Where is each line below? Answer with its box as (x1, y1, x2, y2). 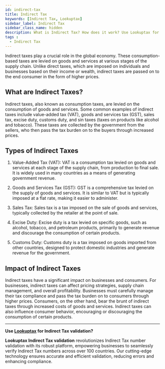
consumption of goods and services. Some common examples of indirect (5, 106, 154, 112)
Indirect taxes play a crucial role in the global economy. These (5, 53, 131, 59)
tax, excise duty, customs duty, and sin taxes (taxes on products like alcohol (5, 117, 159, 123)
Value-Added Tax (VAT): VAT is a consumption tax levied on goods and (12, 159, 156, 165)
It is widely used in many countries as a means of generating (12, 170, 136, 176)
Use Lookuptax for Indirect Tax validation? (5, 328, 93, 334)
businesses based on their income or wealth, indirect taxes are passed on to (5, 68, 160, 74)
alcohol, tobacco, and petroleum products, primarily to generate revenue (12, 225, 160, 231)
